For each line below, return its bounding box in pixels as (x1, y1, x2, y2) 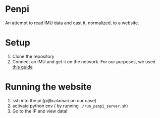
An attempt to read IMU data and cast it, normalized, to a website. (5, 20, 140, 26)
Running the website (5, 81, 92, 92)
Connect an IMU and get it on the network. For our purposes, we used (12, 58, 156, 65)
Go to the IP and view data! (12, 108, 68, 114)
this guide (12, 64, 33, 70)
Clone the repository (12, 53, 54, 59)
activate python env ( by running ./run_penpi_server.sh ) (12, 103, 128, 109)
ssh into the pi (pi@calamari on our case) (12, 97, 97, 103)
